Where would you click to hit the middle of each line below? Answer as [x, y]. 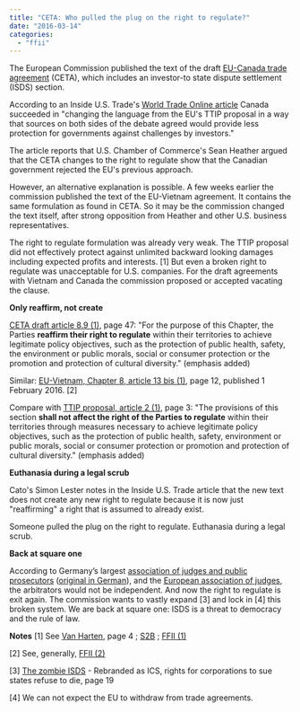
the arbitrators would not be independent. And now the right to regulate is [145, 590]
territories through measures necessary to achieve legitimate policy [133, 426]
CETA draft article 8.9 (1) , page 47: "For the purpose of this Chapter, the [141, 325]
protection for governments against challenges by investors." [122, 133]
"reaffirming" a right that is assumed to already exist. [107, 509]
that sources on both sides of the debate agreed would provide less [134, 124]
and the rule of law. [45, 619]
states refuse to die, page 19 [62, 681]
